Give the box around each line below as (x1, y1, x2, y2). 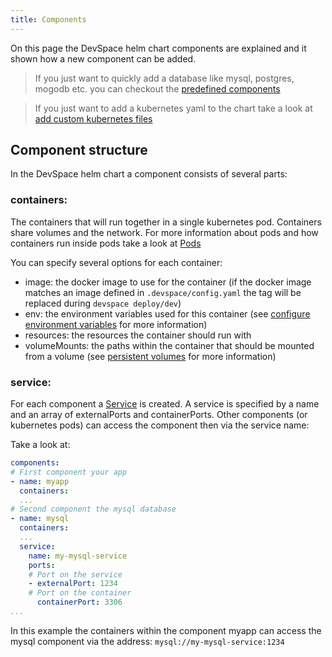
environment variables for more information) (24, 318, 208, 330)
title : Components (10, 14, 87, 25)
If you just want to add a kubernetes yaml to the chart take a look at (34, 102, 313, 114)
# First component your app (10, 467, 128, 477)
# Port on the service (28, 569, 123, 580)
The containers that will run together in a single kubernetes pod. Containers (10, 216, 322, 228)
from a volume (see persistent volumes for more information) (24, 350, 277, 362)
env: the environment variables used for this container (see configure (24, 307, 311, 320)
